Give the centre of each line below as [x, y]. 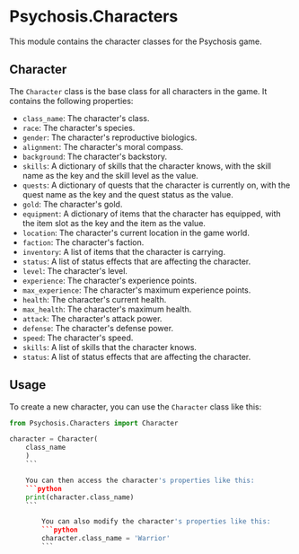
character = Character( [54, 439]
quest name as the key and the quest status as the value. [128, 194]
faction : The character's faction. [83, 242]
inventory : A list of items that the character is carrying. [124, 251]
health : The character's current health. [94, 299]
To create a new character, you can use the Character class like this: [136, 407]
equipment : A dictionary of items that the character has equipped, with [151, 214]
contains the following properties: [71, 101]
